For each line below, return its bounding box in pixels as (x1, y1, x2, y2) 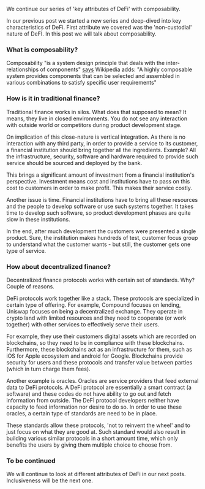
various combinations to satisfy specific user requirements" (6, 79, 157, 87)
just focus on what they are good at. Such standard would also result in (6, 428, 185, 435)
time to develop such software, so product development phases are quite (6, 209, 191, 217)
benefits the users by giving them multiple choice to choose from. (6, 441, 173, 449)
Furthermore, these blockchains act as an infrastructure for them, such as (6, 345, 193, 353)
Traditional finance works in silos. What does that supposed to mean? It (6, 108, 187, 115)
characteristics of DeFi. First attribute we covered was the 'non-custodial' (6, 24, 192, 31)
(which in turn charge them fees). (6, 365, 91, 372)
